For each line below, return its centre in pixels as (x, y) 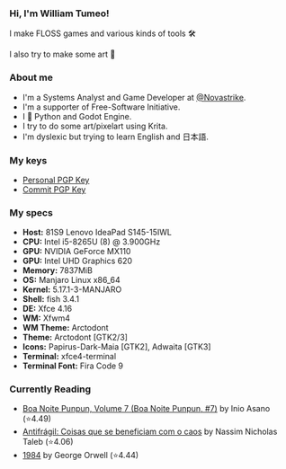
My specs (31, 212)
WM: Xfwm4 (46, 318)
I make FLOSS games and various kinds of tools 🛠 (103, 33)
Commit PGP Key (54, 189)
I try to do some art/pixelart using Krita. (95, 126)
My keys (28, 160)
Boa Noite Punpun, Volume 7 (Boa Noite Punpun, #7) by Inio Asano (146, 409)
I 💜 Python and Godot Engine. (77, 116)
